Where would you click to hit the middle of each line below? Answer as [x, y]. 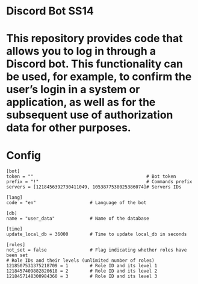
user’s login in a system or [73, 90]
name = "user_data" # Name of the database [78, 219]
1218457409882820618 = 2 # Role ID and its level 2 [82, 271]
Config [23, 155]
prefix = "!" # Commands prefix [99, 182]
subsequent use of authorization [90, 115]
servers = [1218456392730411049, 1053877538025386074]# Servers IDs [94, 187]
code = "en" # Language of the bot [76, 203]
